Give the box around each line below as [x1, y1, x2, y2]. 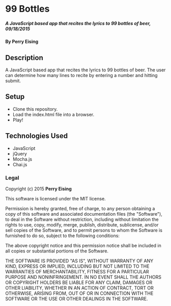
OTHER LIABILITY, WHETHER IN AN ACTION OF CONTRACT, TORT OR [5, 285, 154, 291]
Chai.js [12, 161, 27, 167]
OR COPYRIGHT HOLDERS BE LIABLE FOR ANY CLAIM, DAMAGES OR [5, 279, 153, 286]
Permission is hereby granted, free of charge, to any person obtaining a [5, 205, 155, 212]
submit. [5, 78, 21, 84]
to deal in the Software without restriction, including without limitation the [5, 216, 159, 222]
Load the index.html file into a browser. [12, 111, 95, 117]
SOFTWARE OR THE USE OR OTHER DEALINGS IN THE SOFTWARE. [5, 295, 148, 301]
